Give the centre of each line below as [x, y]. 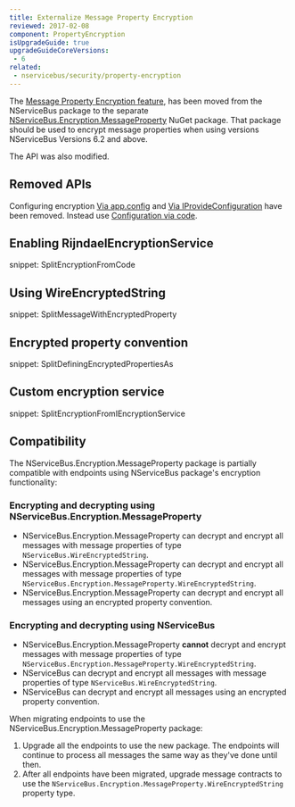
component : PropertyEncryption [67, 34]
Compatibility [48, 441]
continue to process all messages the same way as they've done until [150, 755]
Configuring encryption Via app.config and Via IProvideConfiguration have [146, 205]
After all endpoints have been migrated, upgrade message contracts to [152, 774]
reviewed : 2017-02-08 [49, 26]
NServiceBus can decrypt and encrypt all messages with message [144, 673]
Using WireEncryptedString [88, 292]
